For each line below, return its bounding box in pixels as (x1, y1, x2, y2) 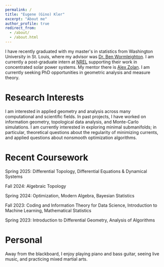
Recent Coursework (5, 152, 89, 163)
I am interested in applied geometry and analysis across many (5, 108, 131, 114)
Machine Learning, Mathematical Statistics (5, 207, 92, 213)
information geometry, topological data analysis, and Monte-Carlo (5, 119, 139, 125)
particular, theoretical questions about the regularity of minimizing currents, (5, 129, 159, 135)
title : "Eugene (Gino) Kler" (5, 12, 65, 17)
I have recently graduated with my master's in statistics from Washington (5, 48, 153, 54)
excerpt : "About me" (5, 16, 48, 21)
